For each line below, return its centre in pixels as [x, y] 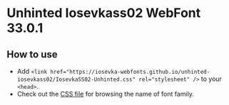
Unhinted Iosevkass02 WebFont [104, 13]
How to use [32, 54]
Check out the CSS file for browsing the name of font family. [105, 94]
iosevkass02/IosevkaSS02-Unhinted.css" [76, 79]
